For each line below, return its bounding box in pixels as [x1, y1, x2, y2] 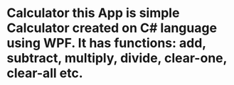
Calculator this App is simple [6, 5, 180, 21]
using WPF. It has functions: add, [6, 35, 207, 51]
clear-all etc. [6, 65, 83, 81]
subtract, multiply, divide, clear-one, [6, 50, 227, 67]
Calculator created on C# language [6, 20, 218, 36]
